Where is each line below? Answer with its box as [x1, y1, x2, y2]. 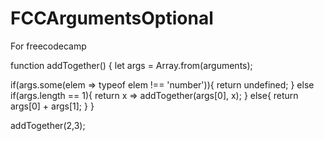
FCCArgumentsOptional [10, 7, 214, 30]
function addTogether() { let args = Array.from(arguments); [10, 59, 253, 71]
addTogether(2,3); [10, 119, 86, 131]
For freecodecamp [10, 40, 87, 52]
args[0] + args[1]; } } [10, 100, 95, 112]
